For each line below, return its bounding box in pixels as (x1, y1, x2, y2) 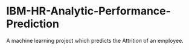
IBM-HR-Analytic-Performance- (6, 4, 171, 18)
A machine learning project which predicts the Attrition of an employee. (6, 37, 184, 44)
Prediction (6, 17, 59, 31)
